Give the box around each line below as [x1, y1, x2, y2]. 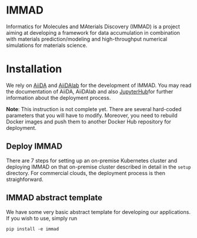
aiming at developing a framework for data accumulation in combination [6, 29, 181, 36]
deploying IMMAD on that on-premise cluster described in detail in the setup [6, 163, 191, 170]
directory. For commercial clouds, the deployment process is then [6, 169, 166, 176]
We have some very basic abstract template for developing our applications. [6, 208, 191, 215]
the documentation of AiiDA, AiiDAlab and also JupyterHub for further [6, 88, 173, 95]
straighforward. [6, 176, 44, 183]
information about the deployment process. [6, 94, 111, 101]
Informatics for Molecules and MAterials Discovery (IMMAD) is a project [6, 23, 181, 30]
